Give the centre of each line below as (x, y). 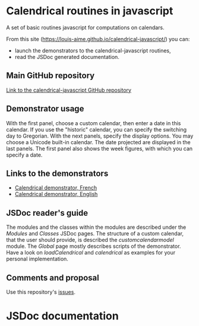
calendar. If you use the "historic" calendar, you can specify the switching (97, 129)
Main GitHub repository (50, 76)
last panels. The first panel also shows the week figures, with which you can (99, 148)
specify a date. (24, 155)
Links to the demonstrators (57, 173)
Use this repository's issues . (41, 292)
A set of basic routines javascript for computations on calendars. (85, 27)
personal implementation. (37, 259)
